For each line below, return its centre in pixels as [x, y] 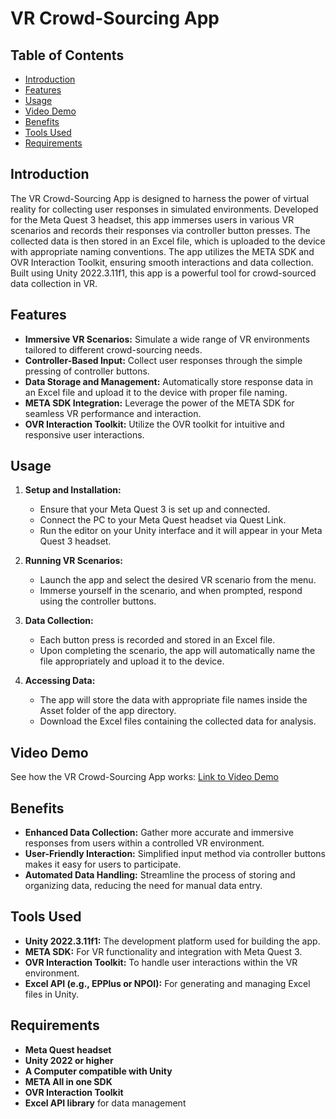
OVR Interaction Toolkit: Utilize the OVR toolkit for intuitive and [154, 424]
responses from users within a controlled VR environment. [144, 843]
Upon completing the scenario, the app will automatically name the [177, 651]
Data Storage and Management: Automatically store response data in [169, 381]
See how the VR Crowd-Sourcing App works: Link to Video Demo [145, 777]
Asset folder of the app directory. [108, 711]
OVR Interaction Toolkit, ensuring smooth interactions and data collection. [162, 262]
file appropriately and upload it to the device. [132, 661]
